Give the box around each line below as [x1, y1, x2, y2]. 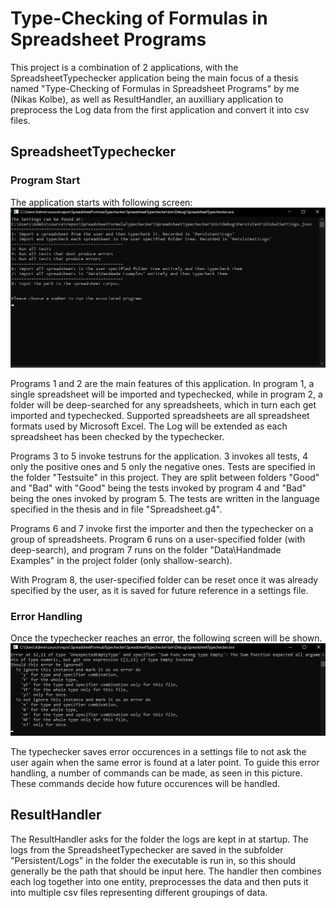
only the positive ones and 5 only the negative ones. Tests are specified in [10, 461, 316, 473]
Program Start [10, 173, 81, 187]
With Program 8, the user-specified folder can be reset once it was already [10, 574, 319, 586]
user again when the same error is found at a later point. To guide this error [10, 757, 320, 769]
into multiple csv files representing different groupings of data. [10, 886, 268, 898]
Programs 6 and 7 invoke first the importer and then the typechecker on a [10, 523, 314, 535]
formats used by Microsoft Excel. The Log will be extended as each [10, 420, 288, 432]
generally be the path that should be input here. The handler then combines [10, 865, 322, 877]
